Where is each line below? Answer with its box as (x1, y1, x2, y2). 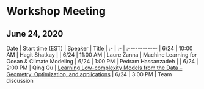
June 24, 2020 (6, 29, 64, 39)
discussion (6, 77, 34, 84)
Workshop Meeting (6, 4, 106, 18)
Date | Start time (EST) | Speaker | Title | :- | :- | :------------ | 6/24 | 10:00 (6, 44, 193, 52)
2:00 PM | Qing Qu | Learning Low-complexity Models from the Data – (6, 64, 183, 71)
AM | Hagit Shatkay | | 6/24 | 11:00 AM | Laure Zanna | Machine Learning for (6, 51, 197, 59)
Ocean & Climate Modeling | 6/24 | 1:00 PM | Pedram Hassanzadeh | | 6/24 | (6, 58, 199, 65)
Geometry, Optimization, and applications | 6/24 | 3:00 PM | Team (6, 71, 172, 77)
